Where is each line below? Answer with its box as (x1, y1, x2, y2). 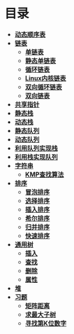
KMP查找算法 (24, 170, 64, 179)
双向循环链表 (24, 83, 62, 91)
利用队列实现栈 (14, 144, 58, 152)
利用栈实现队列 (14, 153, 58, 161)
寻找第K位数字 (24, 319, 67, 327)
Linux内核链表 (24, 74, 66, 82)
